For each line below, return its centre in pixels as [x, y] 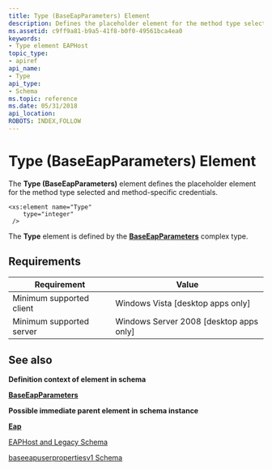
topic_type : [28, 53]
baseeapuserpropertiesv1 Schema [66, 458]
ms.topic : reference [43, 99]
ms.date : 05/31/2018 [43, 106]
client [23, 308]
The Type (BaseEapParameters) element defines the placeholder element [132, 184]
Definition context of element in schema [77, 379]
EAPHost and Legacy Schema [58, 442]
